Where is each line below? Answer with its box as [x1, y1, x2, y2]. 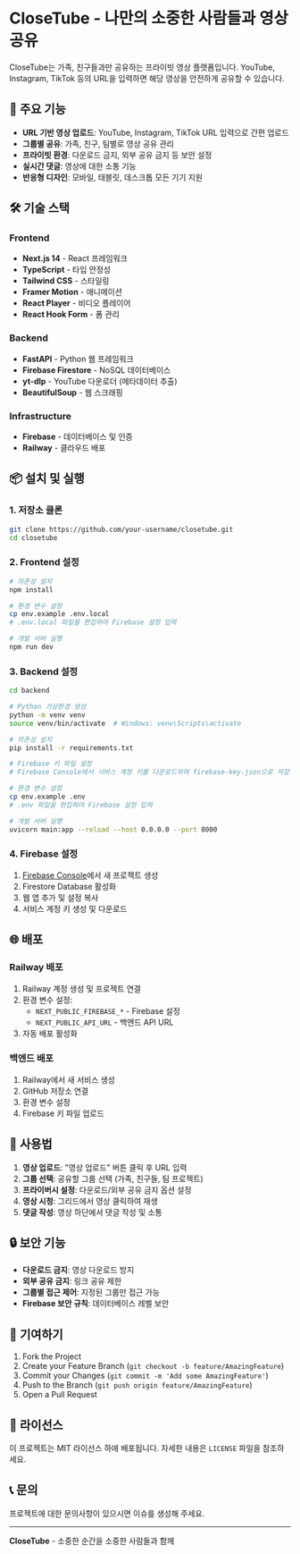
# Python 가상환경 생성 [9, 703, 87, 712]
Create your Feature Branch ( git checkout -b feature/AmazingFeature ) [21, 1361, 285, 1372]
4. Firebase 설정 [9, 848, 79, 860]
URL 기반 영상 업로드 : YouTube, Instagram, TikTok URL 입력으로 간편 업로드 [21, 127, 289, 138]
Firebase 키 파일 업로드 [21, 1108, 104, 1119]
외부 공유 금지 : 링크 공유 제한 [21, 1276, 122, 1287]
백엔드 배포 [9, 1052, 54, 1065]
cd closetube [9, 533, 58, 542]
